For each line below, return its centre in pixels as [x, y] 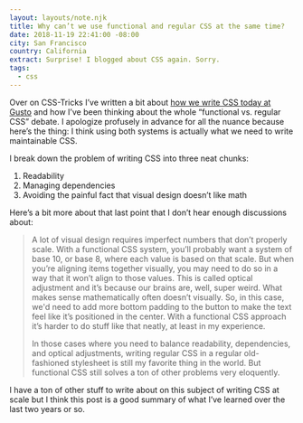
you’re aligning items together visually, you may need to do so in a [155, 268]
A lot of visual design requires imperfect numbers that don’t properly [159, 240]
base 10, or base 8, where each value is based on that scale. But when [163, 258]
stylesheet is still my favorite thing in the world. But [166, 362]
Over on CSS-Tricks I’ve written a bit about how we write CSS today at [140, 102]
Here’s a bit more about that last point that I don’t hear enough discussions [148, 212]
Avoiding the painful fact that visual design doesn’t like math [134, 194]
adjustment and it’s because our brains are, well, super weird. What [157, 287]
